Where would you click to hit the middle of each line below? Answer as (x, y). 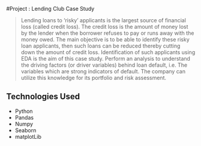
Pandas (24, 117)
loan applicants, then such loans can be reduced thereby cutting (100, 46)
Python (24, 111)
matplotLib (28, 136)
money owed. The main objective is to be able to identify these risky (105, 39)
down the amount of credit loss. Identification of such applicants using (108, 52)
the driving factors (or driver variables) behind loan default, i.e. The (104, 65)
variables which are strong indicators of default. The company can (103, 71)
